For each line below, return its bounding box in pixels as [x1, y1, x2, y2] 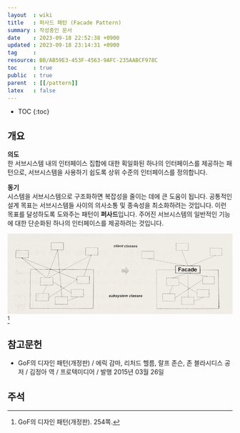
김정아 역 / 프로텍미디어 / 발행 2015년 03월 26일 [29, 368, 164, 377]
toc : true [7, 64, 53, 71]
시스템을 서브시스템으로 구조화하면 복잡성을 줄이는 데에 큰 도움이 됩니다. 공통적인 [7, 192, 233, 201]
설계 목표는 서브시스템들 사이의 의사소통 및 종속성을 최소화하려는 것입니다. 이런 [7, 201, 227, 210]
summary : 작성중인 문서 [7, 26, 73, 34]
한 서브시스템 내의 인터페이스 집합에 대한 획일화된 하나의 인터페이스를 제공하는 [7, 159, 225, 168]
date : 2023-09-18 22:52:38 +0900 [7, 34, 120, 41]
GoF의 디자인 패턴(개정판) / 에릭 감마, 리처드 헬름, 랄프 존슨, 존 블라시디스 [17, 359, 224, 367]
